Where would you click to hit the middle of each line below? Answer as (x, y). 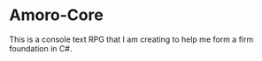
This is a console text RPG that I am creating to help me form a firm (131, 39)
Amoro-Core (56, 15)
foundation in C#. (41, 48)
